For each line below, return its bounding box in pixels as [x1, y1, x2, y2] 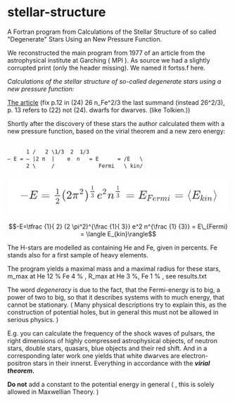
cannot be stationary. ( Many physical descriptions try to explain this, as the [7, 300, 227, 309]
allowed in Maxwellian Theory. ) [7, 388, 99, 396]
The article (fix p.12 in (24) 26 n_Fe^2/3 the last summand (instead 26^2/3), [7, 98, 225, 106]
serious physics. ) [7, 316, 59, 324]
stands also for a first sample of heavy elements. [7, 251, 149, 260]
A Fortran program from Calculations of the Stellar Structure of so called [7, 27, 217, 36]
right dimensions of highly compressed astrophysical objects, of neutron [7, 337, 218, 345]
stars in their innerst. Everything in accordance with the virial [32, 359, 210, 368]
